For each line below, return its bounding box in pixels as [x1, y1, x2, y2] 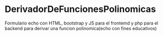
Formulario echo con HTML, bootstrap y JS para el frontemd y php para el [5, 20, 158, 26]
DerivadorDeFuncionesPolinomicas [5, 3, 156, 15]
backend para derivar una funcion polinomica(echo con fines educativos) [5, 25, 157, 31]
